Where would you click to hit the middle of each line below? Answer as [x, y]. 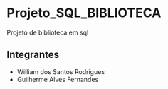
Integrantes [33, 55]
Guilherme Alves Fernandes [58, 79]
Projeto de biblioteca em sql [48, 32]
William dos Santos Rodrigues [61, 71]
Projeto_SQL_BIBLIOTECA [84, 13]
